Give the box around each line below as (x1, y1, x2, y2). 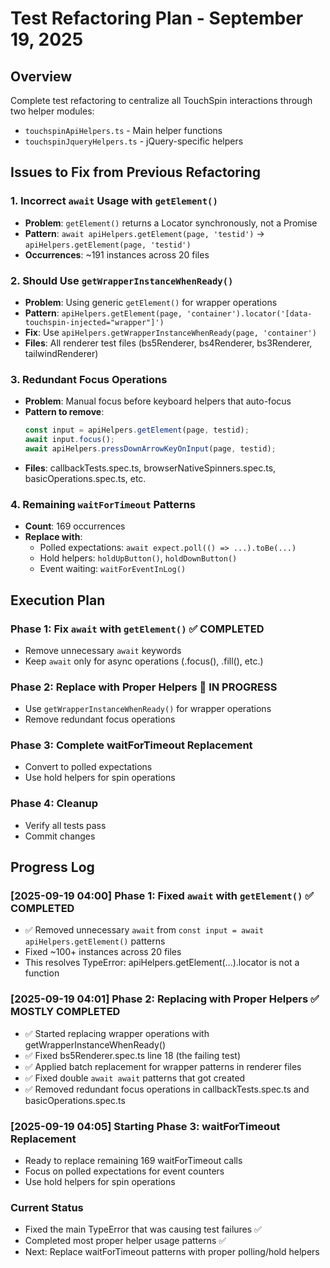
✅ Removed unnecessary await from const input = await (24, 924, 264, 936)
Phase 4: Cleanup (10, 797, 99, 811)
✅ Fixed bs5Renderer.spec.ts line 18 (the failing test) (24, 1049, 242, 1061)
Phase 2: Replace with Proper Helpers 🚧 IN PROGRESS (10, 680, 278, 694)
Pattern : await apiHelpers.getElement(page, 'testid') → (24, 227, 265, 239)
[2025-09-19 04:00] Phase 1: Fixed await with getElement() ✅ (10, 889, 315, 903)
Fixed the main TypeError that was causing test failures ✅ (24, 1223, 262, 1236)
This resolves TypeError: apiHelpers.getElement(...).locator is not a (24, 957, 300, 969)
